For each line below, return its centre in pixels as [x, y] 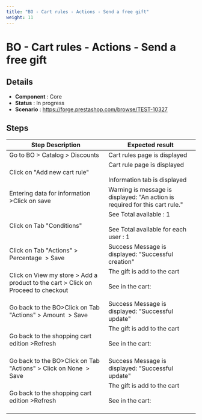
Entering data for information [50, 193]
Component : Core [38, 96]
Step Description [56, 145]
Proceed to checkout [39, 290]
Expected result [151, 145]
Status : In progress [40, 103]
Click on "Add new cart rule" [49, 172]
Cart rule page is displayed [146, 165]
